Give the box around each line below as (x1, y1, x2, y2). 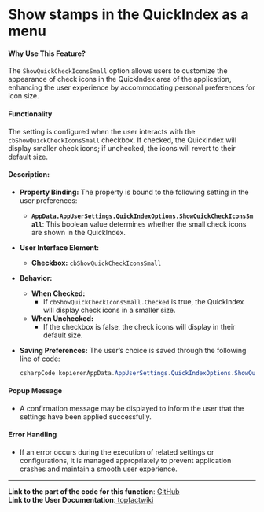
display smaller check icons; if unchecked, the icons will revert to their (8, 143, 236, 153)
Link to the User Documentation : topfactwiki (8, 495, 154, 505)
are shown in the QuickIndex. (31, 227, 126, 237)
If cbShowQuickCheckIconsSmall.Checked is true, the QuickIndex (42, 297, 244, 306)
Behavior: (19, 273, 53, 282)
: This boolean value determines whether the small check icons (42, 219, 247, 229)
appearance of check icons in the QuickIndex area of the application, (8, 75, 232, 84)
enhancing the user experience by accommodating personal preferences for (8, 83, 255, 92)
